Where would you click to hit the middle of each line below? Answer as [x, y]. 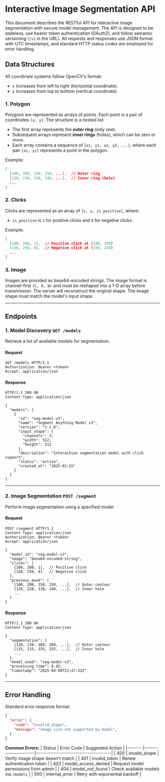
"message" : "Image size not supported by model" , [66, 729]
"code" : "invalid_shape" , [41, 725]
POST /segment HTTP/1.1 [29, 529]
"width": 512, [37, 440]
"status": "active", [39, 462]
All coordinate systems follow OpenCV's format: [54, 76]
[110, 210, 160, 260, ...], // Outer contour [62, 645]
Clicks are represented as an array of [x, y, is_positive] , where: [72, 211]
